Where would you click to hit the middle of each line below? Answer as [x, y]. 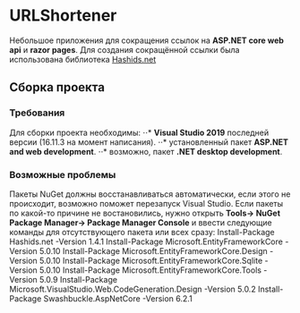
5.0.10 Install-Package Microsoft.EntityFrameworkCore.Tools [150, 270]
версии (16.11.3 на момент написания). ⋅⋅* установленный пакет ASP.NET [149, 142]
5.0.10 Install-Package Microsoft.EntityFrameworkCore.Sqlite [151, 260]
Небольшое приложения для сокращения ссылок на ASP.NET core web [147, 40]
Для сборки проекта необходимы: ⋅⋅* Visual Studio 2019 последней [139, 132]
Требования [37, 113]
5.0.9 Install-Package [78, 279]
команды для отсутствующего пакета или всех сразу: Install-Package [142, 232]
